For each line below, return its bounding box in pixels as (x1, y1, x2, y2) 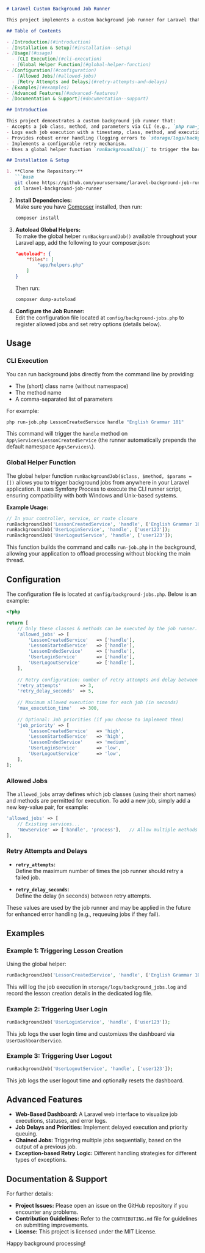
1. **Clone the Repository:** (6, 168, 84, 174)
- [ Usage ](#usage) (6, 50, 53, 56)
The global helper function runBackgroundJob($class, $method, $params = (6, 472, 192, 480)
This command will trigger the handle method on (6, 430, 128, 437)
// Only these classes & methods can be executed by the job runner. (17, 625, 198, 631)
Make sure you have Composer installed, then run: (15, 203, 142, 210)
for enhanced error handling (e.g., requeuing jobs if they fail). (6, 910, 160, 918)
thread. (6, 557, 24, 564)
